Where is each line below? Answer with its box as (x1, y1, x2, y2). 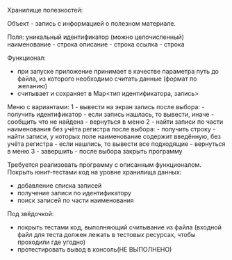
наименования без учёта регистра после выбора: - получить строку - (7, 125, 216, 133)
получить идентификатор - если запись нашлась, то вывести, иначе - (7, 111, 214, 118)
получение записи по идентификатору (17, 189, 132, 197)
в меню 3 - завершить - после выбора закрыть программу (7, 147, 183, 155)
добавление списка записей (17, 181, 102, 190)
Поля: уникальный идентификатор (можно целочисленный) (7, 33, 184, 41)
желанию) (17, 82, 48, 90)
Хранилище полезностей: (7, 6, 83, 14)
